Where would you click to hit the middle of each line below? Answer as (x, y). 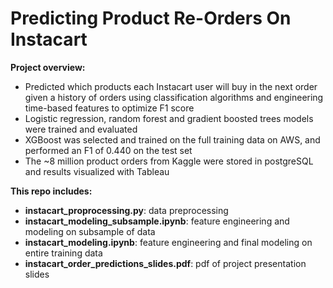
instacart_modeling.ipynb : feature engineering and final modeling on (168, 242)
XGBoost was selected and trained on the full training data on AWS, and (172, 139)
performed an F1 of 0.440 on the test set (108, 150)
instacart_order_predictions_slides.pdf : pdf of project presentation (165, 263)
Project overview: (48, 67)
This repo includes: (51, 191)
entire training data (63, 253)
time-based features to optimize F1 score (109, 108)
